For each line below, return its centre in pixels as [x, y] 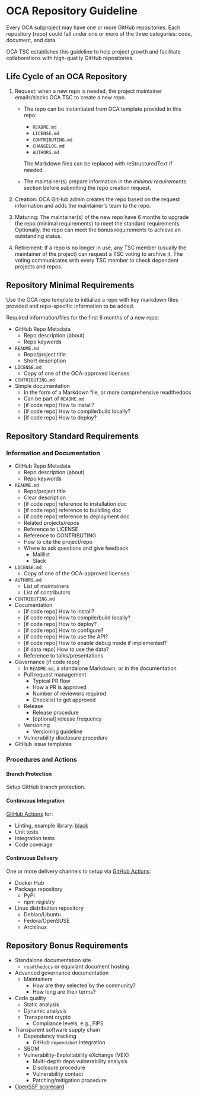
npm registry [39, 901]
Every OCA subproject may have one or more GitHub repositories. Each [93, 27]
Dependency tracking [50, 1036]
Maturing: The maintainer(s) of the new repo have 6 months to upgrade [102, 217]
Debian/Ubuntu [42, 914]
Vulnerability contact [58, 1074]
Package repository [39, 889]
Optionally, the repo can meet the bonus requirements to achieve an [98, 230]
